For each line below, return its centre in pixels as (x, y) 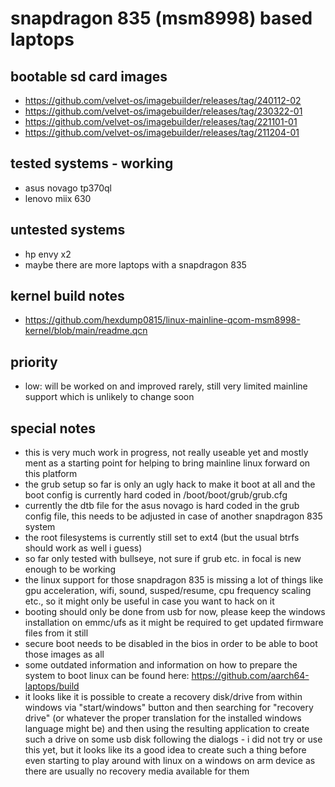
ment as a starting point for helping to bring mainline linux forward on (167, 463)
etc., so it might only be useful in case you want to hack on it (149, 601)
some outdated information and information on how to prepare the (161, 665)
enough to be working (70, 569)
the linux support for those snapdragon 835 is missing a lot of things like (174, 580)
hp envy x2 (48, 254)
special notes (53, 428)
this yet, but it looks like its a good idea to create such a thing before (165, 750)
